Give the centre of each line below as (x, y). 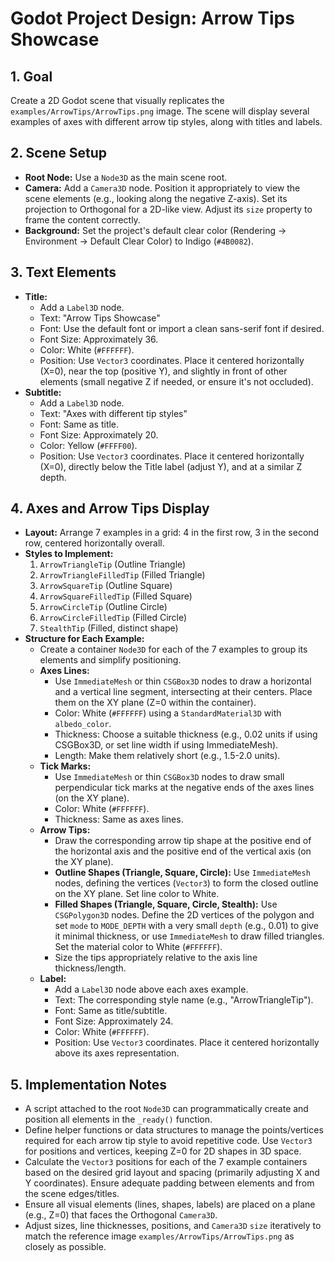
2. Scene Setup (59, 153)
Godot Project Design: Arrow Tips (152, 18)
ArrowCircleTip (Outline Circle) (103, 607)
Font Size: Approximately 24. (114, 1021)
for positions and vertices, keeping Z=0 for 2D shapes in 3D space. (163, 1151)
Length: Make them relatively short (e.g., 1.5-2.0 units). (167, 756)
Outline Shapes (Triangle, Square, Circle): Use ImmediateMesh (182, 873)
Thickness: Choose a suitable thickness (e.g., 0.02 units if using (186, 734)
